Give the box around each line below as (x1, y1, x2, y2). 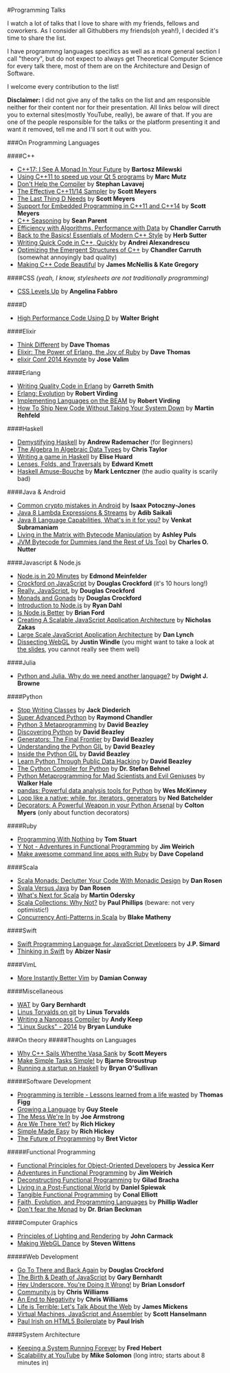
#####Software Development (7, 1077, 91, 1085)
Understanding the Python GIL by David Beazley (16, 742, 155, 751)
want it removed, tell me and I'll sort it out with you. (7, 125, 152, 133)
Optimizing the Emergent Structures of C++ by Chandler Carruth (16, 246, 202, 254)
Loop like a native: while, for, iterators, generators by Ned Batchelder (16, 794, 214, 802)
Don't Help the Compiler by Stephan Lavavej (16, 180, 144, 188)
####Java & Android (7, 488, 66, 496)
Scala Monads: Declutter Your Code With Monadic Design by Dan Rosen (16, 877, 222, 884)
